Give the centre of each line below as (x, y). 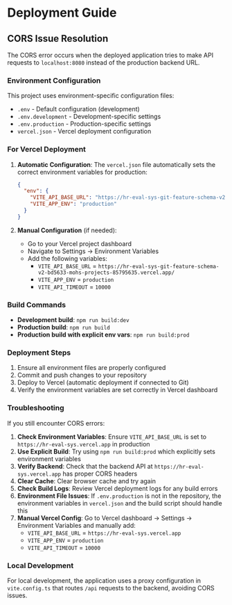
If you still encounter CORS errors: (56, 423)
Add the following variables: (67, 258)
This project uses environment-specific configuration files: (91, 96)
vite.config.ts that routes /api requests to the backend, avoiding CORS (111, 588)
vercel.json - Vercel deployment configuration (84, 131)
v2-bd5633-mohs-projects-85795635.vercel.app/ (106, 273)
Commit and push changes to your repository (82, 375)
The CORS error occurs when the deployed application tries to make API (110, 55)
